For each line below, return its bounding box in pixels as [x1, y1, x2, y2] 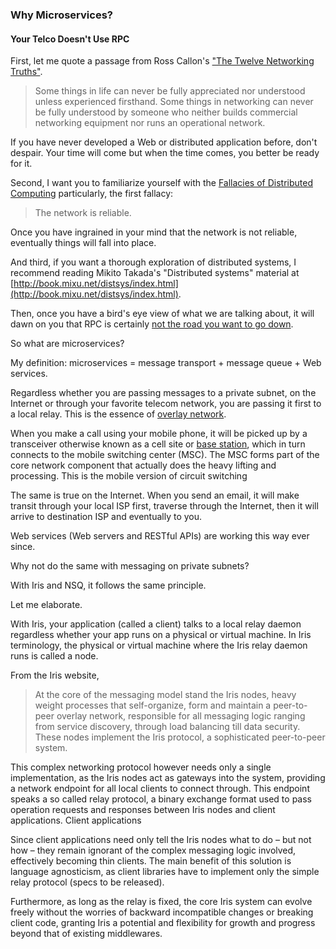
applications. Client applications [10, 814, 142, 827]
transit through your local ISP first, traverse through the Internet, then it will [10, 500, 319, 512]
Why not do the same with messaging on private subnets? [10, 560, 250, 572]
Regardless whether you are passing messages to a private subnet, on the [10, 387, 317, 399]
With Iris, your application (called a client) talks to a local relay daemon [10, 618, 302, 630]
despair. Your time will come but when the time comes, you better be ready [10, 147, 320, 159]
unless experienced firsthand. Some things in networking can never [34, 96, 314, 108]
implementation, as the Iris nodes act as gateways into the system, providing [10, 772, 326, 784]
